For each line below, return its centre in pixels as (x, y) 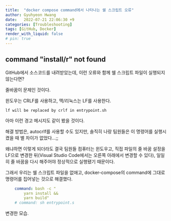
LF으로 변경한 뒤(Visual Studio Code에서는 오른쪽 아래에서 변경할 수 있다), (80, 155)
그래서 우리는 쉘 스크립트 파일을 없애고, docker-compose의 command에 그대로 (85, 172)
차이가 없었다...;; (42, 138)
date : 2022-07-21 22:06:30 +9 (40, 19)
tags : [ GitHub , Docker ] (31, 29)
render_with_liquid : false (34, 34)
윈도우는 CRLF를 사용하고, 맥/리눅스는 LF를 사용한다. (58, 101)
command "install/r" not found (56, 59)
